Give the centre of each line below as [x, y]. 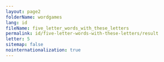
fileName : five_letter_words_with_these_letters [67, 28]
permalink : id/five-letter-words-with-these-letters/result [82, 34]
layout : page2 [23, 12]
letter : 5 [18, 39]
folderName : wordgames [34, 17]
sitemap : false [25, 45]
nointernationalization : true [43, 50]
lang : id [16, 22]
